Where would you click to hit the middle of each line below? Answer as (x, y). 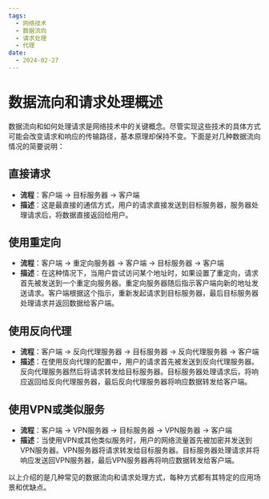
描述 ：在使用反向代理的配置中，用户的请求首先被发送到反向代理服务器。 (139, 362)
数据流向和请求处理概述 (86, 103)
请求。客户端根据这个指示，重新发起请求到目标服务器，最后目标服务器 (143, 293)
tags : (17, 16)
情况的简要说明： (36, 146)
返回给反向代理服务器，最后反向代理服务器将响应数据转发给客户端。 (139, 382)
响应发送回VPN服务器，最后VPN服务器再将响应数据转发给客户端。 (129, 461)
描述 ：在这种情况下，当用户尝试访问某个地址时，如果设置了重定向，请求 (139, 273)
